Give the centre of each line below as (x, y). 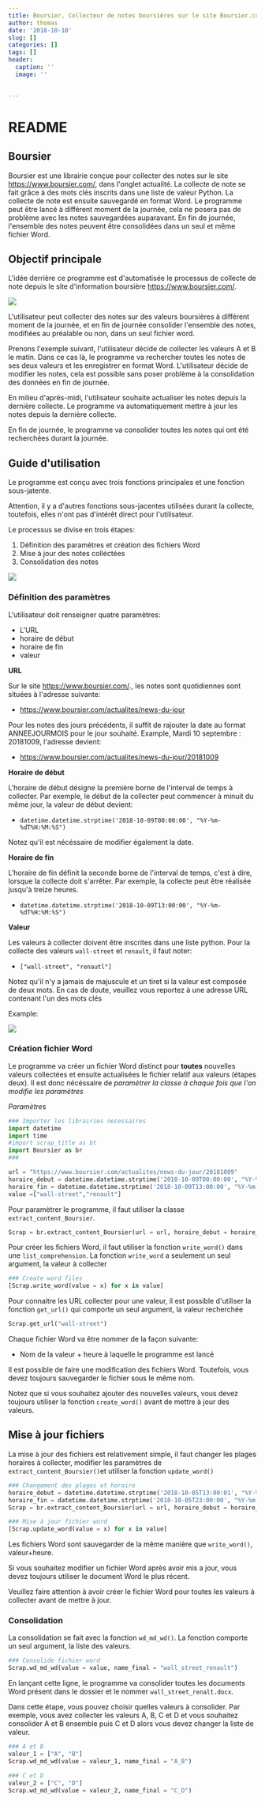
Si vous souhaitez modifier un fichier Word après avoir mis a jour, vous (123, 1568)
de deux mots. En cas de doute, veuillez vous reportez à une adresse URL (128, 990)
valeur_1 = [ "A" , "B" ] (45, 1754)
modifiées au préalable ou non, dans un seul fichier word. (102, 334)
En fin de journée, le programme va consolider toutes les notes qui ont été (129, 430)
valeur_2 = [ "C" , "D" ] (45, 1783)
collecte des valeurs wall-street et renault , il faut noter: (100, 951)
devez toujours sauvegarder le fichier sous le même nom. (101, 1378)
